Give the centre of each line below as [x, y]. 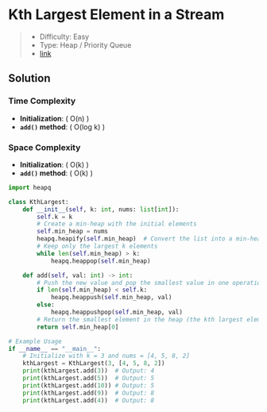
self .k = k [55, 217]
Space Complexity [44, 147]
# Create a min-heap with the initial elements [117, 224]
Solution [29, 78]
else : [46, 305]
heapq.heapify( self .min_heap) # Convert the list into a [135, 239]
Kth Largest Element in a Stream [116, 15]
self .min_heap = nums [73, 232]
